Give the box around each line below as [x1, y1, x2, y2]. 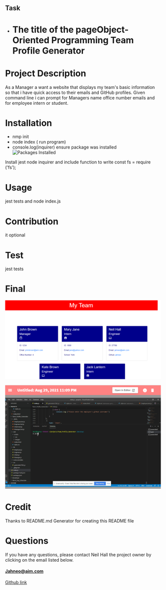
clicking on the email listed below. [5, 557, 74, 563]
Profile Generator [12, 45, 85, 56]
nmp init [12, 134, 29, 140]
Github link [5, 579, 27, 585]
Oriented [12, 34, 49, 46]
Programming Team [51, 34, 134, 46]
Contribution [5, 216, 59, 227]
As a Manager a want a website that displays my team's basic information [5, 84, 155, 90]
